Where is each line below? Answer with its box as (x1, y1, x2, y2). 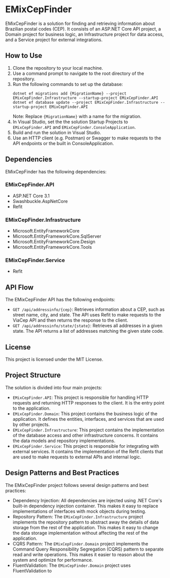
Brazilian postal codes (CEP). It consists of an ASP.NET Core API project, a (5, 25, 161, 32)
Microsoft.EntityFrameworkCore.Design (12, 239, 95, 245)
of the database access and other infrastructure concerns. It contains (12, 432, 158, 438)
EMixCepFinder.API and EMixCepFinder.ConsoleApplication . (12, 124, 136, 130)
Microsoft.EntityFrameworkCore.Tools (12, 244, 92, 250)
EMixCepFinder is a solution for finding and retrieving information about (5, 20, 155, 26)
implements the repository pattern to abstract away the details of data (12, 519, 159, 525)
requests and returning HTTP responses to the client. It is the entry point (12, 399, 165, 406)
